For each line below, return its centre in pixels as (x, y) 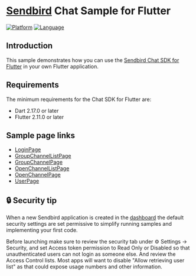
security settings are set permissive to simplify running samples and (89, 224)
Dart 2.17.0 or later (37, 111)
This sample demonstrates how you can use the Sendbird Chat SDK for (93, 60)
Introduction (30, 46)
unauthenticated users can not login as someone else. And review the (91, 254)
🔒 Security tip (32, 200)
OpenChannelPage (37, 175)
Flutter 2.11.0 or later (39, 117)
